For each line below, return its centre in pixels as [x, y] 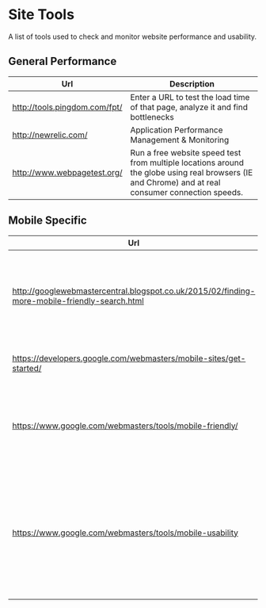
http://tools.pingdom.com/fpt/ [67, 107]
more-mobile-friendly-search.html [78, 300]
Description [192, 83]
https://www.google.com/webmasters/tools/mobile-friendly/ [125, 426]
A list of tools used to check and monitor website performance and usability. [133, 36]
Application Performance [177, 130]
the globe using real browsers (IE [192, 172]
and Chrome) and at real [175, 182]
